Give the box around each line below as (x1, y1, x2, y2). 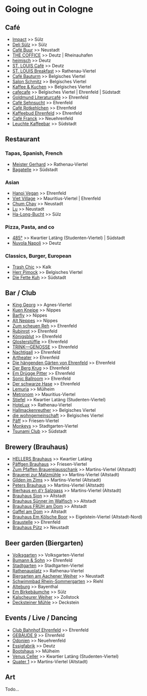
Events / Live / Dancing (5, 614, 77, 622)
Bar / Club (5, 289, 37, 297)
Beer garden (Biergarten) (5, 539, 84, 547)
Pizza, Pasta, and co (5, 223, 55, 230)
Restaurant (5, 135, 40, 143)
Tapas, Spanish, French (5, 150, 63, 157)
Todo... (5, 686, 20, 692)
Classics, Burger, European (5, 253, 72, 259)
